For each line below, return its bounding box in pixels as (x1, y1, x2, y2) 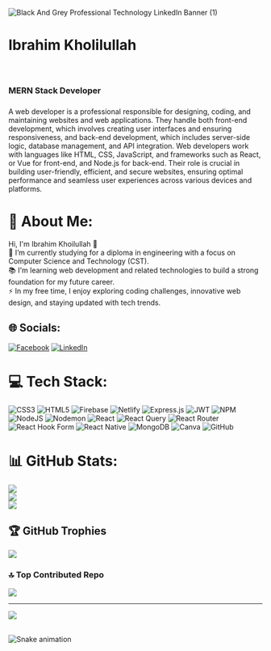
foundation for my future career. (8, 277, 115, 286)
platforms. (8, 184, 43, 193)
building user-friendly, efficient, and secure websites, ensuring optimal (8, 167, 244, 176)
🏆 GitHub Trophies (8, 524, 107, 538)
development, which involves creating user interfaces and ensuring (8, 124, 232, 133)
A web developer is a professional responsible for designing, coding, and (8, 106, 252, 116)
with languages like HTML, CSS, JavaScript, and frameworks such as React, (8, 150, 261, 159)
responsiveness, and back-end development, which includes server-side (8, 132, 251, 142)
